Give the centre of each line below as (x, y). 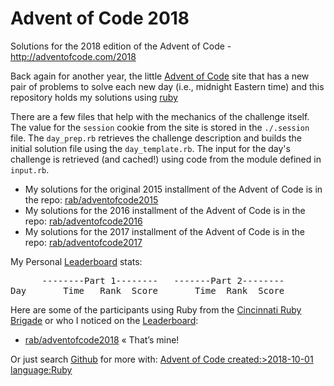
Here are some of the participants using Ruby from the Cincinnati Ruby (156, 309)
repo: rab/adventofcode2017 (83, 242)
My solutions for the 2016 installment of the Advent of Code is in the (165, 210)
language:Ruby (41, 369)
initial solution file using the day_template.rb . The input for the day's (150, 148)
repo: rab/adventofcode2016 (83, 221)
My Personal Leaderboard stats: (76, 261)
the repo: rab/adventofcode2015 (91, 199)
